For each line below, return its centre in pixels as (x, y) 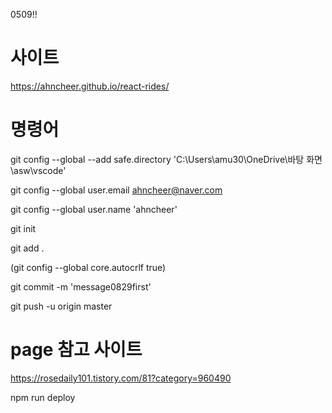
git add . (27, 248)
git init (23, 228)
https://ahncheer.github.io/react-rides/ (90, 86)
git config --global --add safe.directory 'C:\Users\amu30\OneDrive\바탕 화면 (166, 159)
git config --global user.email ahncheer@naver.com (116, 190)
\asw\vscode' (38, 170)
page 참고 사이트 (76, 350)
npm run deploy (43, 397)
